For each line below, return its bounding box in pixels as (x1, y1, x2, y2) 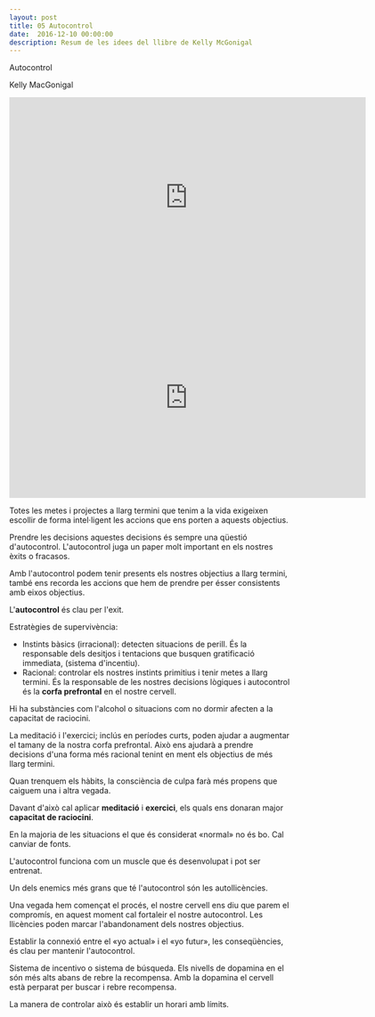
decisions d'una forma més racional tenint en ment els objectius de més (9, 749, 273, 760)
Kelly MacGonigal (9, 79, 74, 90)
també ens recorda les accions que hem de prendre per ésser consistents (9, 578, 281, 589)
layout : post (9, 12, 58, 22)
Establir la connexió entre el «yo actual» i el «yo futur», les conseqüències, (9, 936, 283, 947)
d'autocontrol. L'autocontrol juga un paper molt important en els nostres (9, 541, 273, 552)
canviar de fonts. (9, 839, 71, 850)
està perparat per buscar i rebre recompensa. (9, 981, 177, 993)
